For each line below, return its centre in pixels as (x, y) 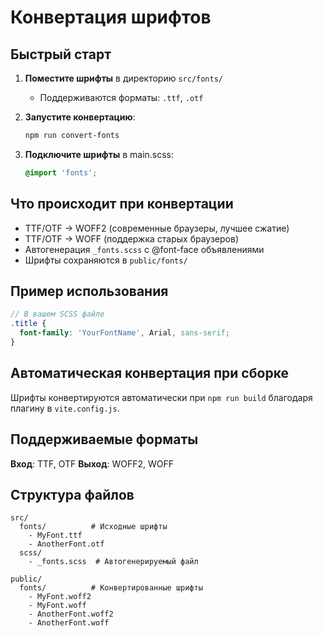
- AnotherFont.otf (66, 544)
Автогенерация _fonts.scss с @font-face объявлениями (144, 249)
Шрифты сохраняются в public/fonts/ (106, 260)
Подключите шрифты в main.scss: (99, 154)
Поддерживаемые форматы (104, 439)
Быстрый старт (61, 54)
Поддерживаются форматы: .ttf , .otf (121, 97)
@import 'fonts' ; (61, 172)
